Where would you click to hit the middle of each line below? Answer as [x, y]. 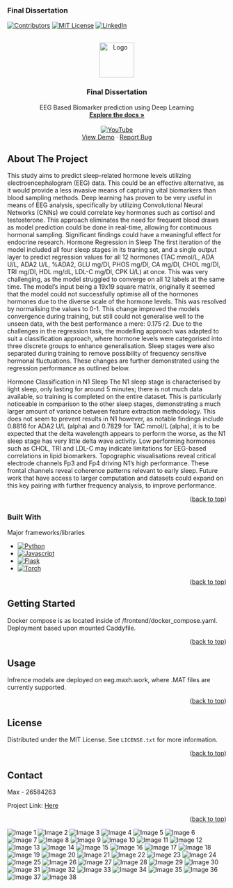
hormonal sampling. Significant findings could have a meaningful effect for [114, 235]
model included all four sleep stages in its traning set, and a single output [112, 250]
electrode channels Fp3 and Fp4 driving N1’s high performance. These [108, 463]
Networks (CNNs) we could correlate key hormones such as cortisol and [111, 213]
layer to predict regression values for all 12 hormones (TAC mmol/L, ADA [111, 257]
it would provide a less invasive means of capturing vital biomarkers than [112, 190]
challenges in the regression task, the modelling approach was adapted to [113, 331]
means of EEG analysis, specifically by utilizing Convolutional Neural [105, 205]
